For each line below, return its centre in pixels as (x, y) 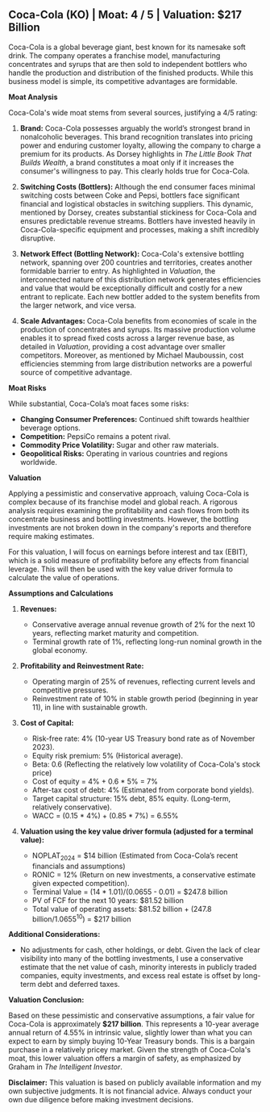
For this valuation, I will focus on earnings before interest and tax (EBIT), (128, 552)
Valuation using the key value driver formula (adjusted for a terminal (137, 831)
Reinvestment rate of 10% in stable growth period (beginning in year (145, 698)
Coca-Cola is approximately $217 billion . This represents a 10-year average (134, 1024)
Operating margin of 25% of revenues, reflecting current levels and (143, 681)
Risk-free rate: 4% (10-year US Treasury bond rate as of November (143, 738)
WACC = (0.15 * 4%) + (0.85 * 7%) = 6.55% (105, 815)
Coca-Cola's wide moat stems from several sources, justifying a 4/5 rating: (133, 112)
